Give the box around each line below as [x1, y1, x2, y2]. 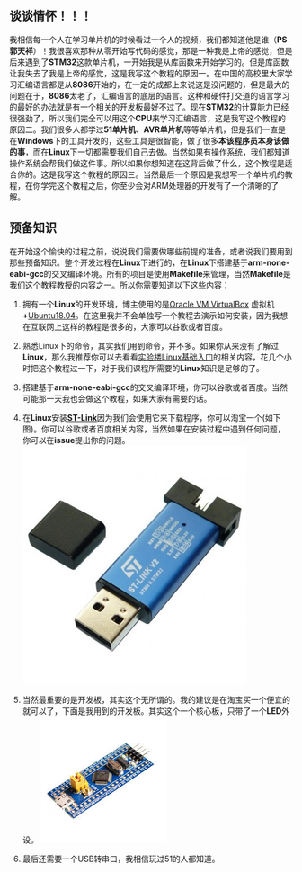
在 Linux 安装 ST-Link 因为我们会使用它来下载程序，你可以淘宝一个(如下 [22, 412, 281, 423]
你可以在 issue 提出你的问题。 [22, 434, 130, 445]
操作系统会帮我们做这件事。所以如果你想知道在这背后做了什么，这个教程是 [9, 157, 285, 168]
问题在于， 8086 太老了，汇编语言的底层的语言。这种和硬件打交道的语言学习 [9, 90, 290, 101]
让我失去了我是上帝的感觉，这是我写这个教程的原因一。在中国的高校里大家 [9, 67, 285, 78]
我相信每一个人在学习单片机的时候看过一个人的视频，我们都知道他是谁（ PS [9, 34, 288, 45]
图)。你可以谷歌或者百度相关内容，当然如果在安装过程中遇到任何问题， [22, 423, 286, 434]
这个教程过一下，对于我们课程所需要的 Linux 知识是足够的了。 [38, 362, 265, 373]
